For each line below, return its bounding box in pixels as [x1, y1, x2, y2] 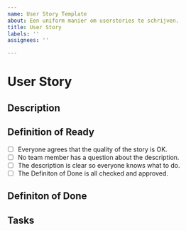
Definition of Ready [7, 126, 94, 139]
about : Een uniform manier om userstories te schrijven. [7, 17, 180, 24]
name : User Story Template [7, 10, 87, 18]
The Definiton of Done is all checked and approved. [17, 168, 169, 178]
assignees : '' [7, 37, 50, 44]
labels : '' [7, 30, 40, 38]
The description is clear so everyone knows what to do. [17, 161, 180, 169]
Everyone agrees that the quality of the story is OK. [17, 145, 168, 154]
